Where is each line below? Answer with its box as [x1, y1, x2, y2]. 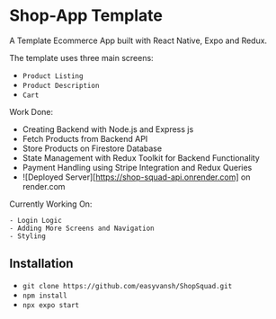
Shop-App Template [9, 5, 164, 26]
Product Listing [22, 71, 84, 81]
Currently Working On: [9, 199, 93, 209]
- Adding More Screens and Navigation [9, 224, 155, 233]
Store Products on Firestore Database [22, 143, 163, 154]
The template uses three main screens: [9, 52, 155, 63]
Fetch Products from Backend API [22, 133, 148, 144]
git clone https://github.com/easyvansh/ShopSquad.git [22, 281, 233, 290]
